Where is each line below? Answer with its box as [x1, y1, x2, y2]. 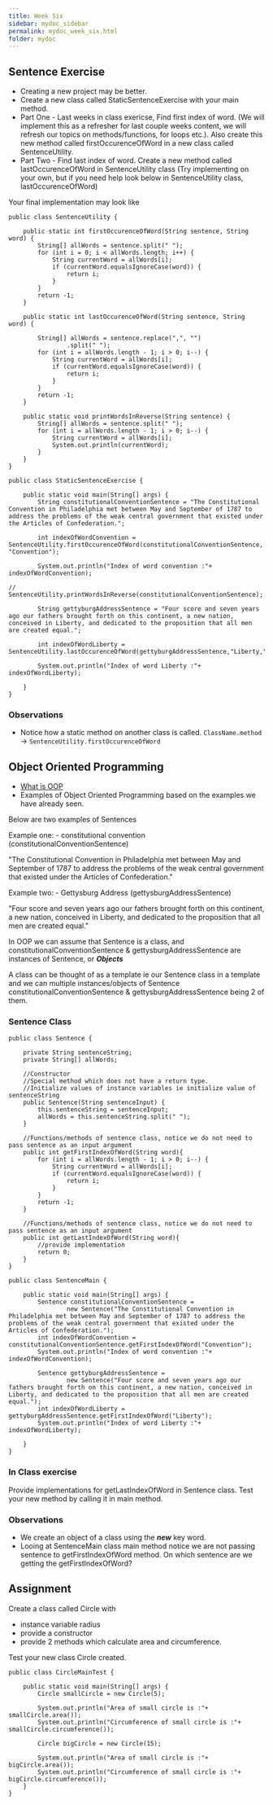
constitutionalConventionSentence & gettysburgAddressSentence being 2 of [8, 987, 265, 997]
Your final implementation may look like [8, 197, 140, 208]
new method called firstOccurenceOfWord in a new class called [19, 138, 234, 148]
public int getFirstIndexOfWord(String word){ [23, 1149, 184, 1157]
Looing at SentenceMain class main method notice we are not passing [19, 1541, 256, 1551]
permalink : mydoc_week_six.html [8, 27, 118, 35]
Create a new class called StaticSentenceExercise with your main [19, 95, 240, 105]
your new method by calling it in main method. [8, 1493, 163, 1503]
